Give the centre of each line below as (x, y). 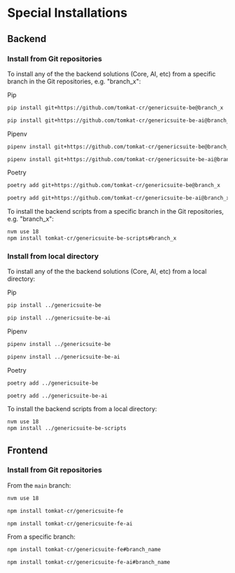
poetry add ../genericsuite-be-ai (58, 396)
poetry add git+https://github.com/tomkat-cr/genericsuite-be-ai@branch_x (119, 198)
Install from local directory (53, 256)
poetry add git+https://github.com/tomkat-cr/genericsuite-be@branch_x (114, 186)
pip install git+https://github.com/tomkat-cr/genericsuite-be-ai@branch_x (120, 120)
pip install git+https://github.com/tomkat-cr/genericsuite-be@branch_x (115, 108)
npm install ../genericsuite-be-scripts (67, 429)
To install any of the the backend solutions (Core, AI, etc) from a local (107, 272)
